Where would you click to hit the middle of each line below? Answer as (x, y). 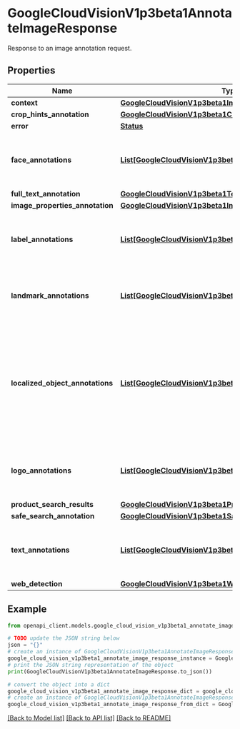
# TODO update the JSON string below (64, 638)
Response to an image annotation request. (70, 48)
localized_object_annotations (62, 383)
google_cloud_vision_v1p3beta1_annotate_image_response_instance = (110, 658)
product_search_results (52, 504)
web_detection (37, 583)
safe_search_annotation (53, 516)
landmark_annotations (50, 296)
